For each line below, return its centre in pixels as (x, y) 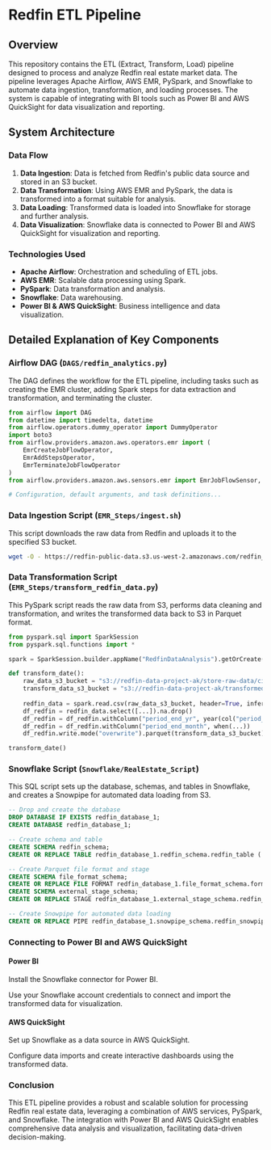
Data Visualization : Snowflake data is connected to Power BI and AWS (138, 225)
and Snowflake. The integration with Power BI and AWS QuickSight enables (133, 1120)
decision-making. (38, 1137)
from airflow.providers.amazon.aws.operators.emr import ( (110, 443)
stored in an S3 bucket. (58, 181)
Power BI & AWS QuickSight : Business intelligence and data (120, 305)
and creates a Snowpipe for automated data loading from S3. (110, 795)
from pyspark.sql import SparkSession (73, 637)
